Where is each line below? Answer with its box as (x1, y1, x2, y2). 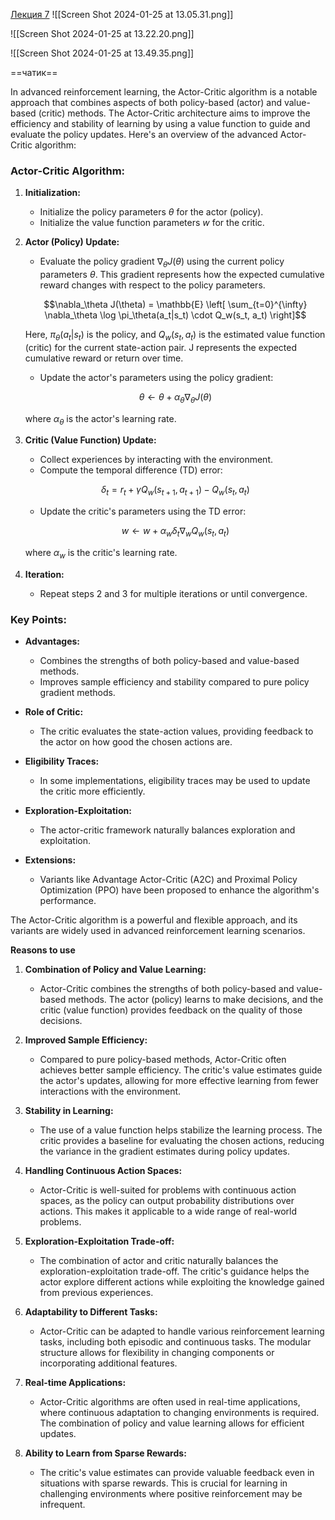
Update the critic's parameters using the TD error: (39, 505, 247, 518)
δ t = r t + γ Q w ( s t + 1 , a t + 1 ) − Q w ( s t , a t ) (101, 484, 250, 498)
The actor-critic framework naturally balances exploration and (39, 824, 296, 836)
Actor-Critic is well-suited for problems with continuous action (39, 1184, 297, 1196)
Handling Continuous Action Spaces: (24, 1165, 183, 1177)
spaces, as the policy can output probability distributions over (39, 1195, 295, 1207)
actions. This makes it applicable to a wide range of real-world (39, 1205, 297, 1218)
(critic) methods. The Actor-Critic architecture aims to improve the (38, 107, 311, 119)
